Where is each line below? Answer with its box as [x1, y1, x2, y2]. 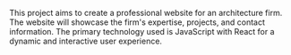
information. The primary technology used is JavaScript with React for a [9, 27, 275, 36]
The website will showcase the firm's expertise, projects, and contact [9, 17, 266, 27]
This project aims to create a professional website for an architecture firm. [9, 8, 283, 18]
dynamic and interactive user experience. [9, 35, 163, 46]
